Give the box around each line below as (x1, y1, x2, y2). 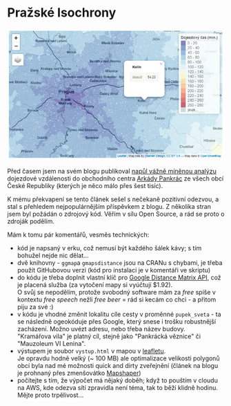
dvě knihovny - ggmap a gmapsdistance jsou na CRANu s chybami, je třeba (17, 258, 223, 267)
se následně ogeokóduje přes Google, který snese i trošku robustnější (17, 317, 216, 326)
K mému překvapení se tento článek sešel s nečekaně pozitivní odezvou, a (7, 195, 219, 203)
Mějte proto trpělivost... (17, 391, 84, 399)
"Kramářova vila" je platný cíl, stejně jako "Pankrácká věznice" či (17, 332, 201, 340)
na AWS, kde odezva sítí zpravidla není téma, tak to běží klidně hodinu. (17, 383, 219, 391)
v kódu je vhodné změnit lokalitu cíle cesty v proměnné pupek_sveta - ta (17, 310, 221, 318)
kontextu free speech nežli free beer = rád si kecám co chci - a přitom (17, 295, 217, 304)
